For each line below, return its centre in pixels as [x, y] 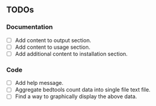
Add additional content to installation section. [71, 54]
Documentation [30, 27]
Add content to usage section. [53, 47]
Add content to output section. [53, 40]
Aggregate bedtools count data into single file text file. [83, 90]
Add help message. [39, 83]
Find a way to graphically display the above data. [76, 96]
